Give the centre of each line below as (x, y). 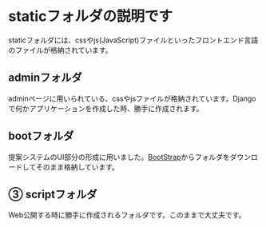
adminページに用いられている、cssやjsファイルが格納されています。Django (133, 98)
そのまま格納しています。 (77, 167)
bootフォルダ (41, 136)
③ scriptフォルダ (53, 194)
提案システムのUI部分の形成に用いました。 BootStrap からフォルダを (119, 157)
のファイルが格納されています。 (61, 50)
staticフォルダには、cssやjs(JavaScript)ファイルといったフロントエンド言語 (133, 40)
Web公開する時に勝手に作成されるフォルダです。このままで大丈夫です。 (127, 215)
